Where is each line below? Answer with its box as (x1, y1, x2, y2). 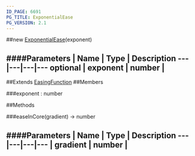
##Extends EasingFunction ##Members (6, 79, 103, 86)
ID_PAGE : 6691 (6, 8, 42, 15)
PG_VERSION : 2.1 (6, 20, 47, 26)
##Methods (6, 102, 35, 109)
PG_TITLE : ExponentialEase (6, 14, 73, 20)
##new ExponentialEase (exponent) (6, 36, 92, 43)
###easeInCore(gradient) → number (6, 113, 95, 120)
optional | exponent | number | (49, 63, 165, 73)
